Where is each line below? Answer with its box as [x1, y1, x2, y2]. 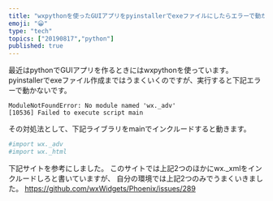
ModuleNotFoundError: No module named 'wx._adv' [8, 102, 176, 110]
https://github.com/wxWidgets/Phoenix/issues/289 [24, 183, 197, 193]
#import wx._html [8, 148, 67, 156]
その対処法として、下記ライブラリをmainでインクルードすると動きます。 [8, 124, 251, 134]
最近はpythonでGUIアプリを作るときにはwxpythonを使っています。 [8, 66, 233, 75]
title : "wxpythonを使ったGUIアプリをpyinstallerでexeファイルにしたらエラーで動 [8, 11, 262, 20]
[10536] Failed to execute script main [8, 109, 144, 118]
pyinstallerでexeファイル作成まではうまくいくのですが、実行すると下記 [8, 75, 247, 85]
